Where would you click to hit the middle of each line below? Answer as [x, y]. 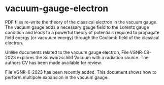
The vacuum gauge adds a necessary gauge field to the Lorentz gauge [77, 27]
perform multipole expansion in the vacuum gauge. [57, 77]
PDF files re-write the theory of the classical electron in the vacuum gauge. [81, 22]
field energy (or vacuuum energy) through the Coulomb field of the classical [82, 38]
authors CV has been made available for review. [54, 63]
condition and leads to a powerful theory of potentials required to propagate [82, 32]
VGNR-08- [141, 52]
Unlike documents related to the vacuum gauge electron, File [67, 52]
